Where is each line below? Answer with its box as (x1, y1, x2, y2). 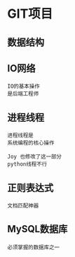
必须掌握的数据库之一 (7, 244, 60, 251)
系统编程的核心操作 (7, 139, 55, 147)
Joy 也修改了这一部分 (7, 153, 62, 161)
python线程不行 (7, 161, 48, 168)
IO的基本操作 (7, 83, 40, 90)
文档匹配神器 (7, 202, 39, 210)
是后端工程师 (7, 91, 39, 98)
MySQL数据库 (7, 223, 68, 235)
